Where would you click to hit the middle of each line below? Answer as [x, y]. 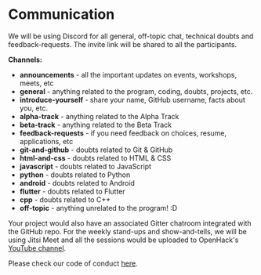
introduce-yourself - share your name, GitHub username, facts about [132, 100]
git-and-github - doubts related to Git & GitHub [96, 150]
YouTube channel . [37, 248]
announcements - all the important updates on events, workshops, [128, 74]
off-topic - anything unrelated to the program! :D [98, 208]
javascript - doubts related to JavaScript [85, 166]
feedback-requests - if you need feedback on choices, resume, [123, 133]
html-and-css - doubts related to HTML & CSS [95, 157]
